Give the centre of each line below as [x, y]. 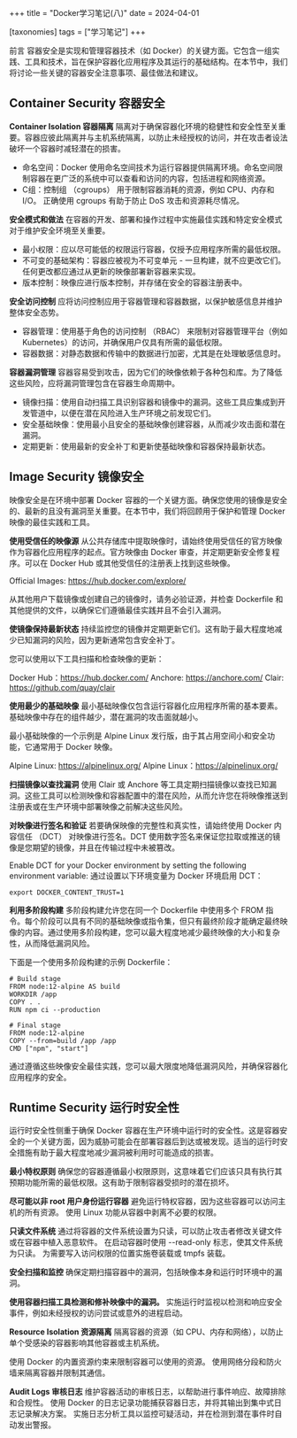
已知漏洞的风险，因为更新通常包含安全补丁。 [98, 639]
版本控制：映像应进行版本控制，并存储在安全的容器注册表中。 [134, 282]
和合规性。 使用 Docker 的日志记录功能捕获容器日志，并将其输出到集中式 [142, 1403]
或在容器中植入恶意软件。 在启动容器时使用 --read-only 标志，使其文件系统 [146, 1242]
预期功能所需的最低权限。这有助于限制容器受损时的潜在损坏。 [122, 1183]
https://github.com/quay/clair [62, 687]
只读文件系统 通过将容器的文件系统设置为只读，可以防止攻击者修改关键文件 [146, 1231]
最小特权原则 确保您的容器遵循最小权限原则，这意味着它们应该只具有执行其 [146, 1171]
